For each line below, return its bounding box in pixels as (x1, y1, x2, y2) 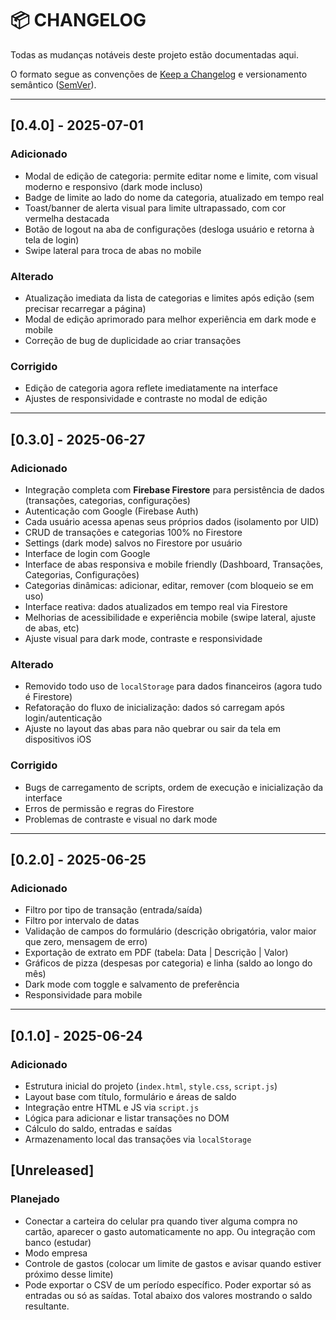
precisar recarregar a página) (24, 302, 147, 314)
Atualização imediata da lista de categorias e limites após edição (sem (24, 292, 315, 304)
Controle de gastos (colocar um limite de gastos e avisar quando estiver (24, 1257, 322, 1269)
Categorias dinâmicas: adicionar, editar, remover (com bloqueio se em (24, 579, 314, 591)
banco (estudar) (24, 1236, 92, 1248)
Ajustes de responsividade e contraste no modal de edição (24, 393, 268, 405)
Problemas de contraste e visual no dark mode (24, 813, 218, 825)
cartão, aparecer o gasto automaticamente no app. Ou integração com (24, 1225, 316, 1237)
